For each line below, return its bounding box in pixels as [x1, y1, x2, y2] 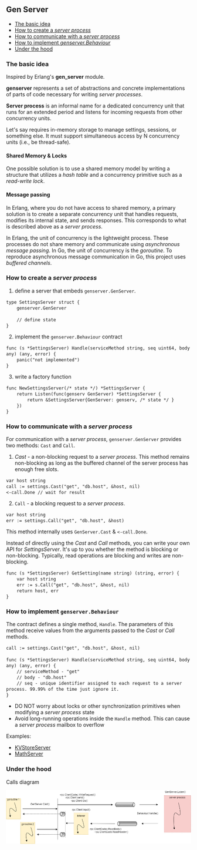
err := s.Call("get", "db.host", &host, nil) [16, 582, 130, 588]
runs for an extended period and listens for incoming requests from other [6, 109, 183, 116]
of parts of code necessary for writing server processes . [6, 91, 143, 98]
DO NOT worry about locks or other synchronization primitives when [14, 703, 181, 710]
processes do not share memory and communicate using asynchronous [6, 240, 180, 247]
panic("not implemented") [16, 357, 80, 363]
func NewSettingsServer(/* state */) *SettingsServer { [6, 385, 145, 391]
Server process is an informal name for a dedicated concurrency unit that [6, 102, 185, 109]
